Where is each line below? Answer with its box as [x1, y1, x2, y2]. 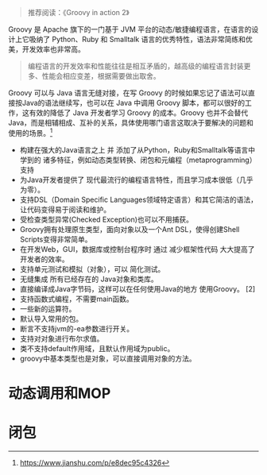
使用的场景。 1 [8, 127, 53, 137]
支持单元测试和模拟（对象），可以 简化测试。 [19, 264, 165, 273]
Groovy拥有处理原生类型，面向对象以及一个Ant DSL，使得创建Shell [19, 224, 240, 234]
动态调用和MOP [8, 384, 111, 402]
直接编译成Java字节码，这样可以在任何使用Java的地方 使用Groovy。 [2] [19, 284, 256, 293]
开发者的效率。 [19, 254, 69, 264]
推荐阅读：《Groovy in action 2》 [27, 8, 130, 17]
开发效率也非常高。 [21, 44, 85, 54]
